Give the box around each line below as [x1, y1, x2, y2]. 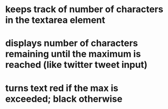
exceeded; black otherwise [5, 93, 123, 104]
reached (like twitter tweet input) [5, 59, 148, 70]
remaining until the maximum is [5, 48, 141, 60]
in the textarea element [5, 14, 105, 26]
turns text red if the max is [5, 82, 119, 94]
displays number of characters [5, 38, 138, 49]
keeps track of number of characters [5, 4, 164, 15]
